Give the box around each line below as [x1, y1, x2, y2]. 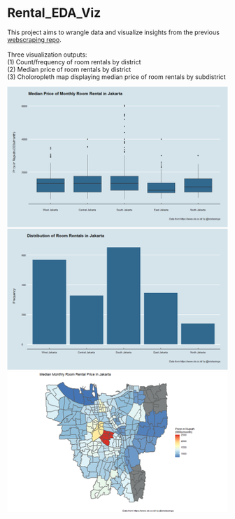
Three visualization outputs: [7, 50, 87, 59]
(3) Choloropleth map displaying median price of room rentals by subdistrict [7, 72, 226, 81]
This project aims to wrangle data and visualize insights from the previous [7, 28, 220, 36]
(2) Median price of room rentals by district [7, 65, 131, 73]
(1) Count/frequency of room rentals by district [7, 57, 141, 66]
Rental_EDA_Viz [7, 5, 101, 21]
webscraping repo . [7, 35, 62, 43]
